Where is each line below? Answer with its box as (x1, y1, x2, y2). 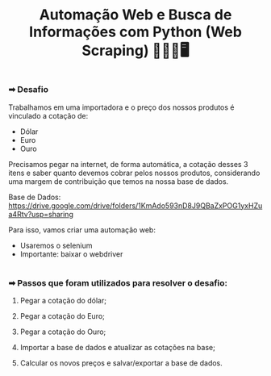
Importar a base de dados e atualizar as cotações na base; (19, 343, 215, 353)
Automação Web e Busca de (39, 6, 232, 24)
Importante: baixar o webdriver (19, 249, 123, 259)
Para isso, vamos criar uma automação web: (8, 224, 156, 235)
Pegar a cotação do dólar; (19, 296, 107, 306)
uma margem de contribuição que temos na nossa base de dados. (8, 176, 229, 186)
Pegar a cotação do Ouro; (19, 327, 106, 336)
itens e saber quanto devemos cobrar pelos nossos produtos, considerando (8, 168, 261, 178)
